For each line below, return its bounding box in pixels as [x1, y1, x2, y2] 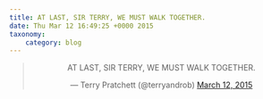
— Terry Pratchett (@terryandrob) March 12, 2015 [70, 79, 253, 90]
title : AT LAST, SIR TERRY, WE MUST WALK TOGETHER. [9, 12, 206, 22]
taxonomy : [9, 29, 47, 38]
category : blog [25, 37, 82, 47]
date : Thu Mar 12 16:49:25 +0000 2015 [9, 21, 154, 30]
